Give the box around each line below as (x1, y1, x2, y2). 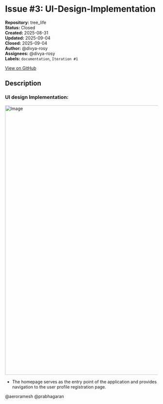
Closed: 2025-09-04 (5, 40, 48, 46)
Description (5, 79, 41, 88)
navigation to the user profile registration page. (12, 384, 107, 390)
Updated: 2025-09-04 (5, 35, 51, 41)
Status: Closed (5, 24, 35, 30)
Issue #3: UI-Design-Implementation (5, 3, 156, 15)
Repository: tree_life (5, 19, 47, 25)
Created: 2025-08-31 (5, 30, 49, 36)
